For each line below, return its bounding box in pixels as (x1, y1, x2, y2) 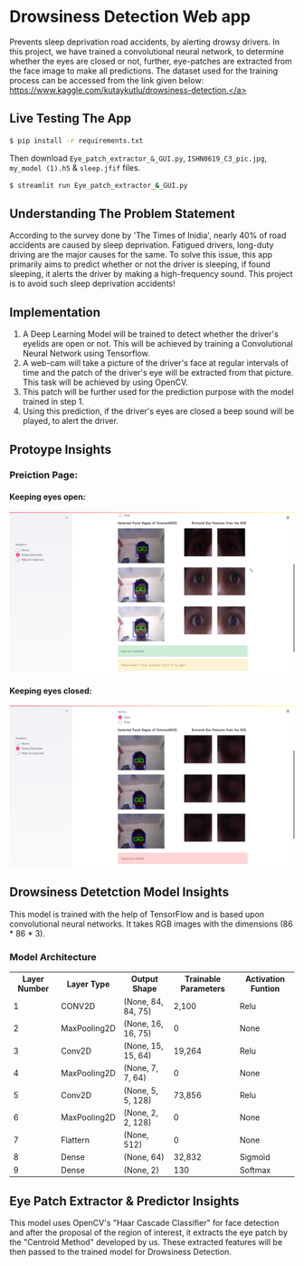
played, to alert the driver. (22, 416, 119, 427)
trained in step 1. (22, 397, 84, 407)
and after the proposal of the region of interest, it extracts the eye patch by (9, 1227, 288, 1238)
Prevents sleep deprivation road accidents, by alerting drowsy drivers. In (9, 36, 280, 47)
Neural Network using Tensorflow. (22, 348, 151, 359)
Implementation (9, 304, 101, 319)
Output (130, 974, 158, 985)
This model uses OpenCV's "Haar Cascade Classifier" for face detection (9, 1218, 280, 1229)
